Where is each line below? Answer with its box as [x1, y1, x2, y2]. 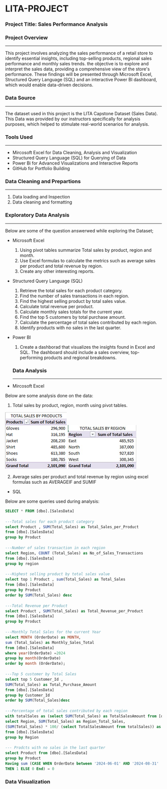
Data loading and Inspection [12, 194, 71, 200]
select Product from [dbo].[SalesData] [5, 751, 88, 756]
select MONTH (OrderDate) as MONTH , [5, 634, 81, 640]
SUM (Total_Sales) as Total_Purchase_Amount [5, 682, 97, 687]
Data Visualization [5, 778, 51, 785]
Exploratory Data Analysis [5, 211, 70, 218]
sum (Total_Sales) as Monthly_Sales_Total [5, 640, 94, 645]
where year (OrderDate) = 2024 [5, 650, 66, 656]
